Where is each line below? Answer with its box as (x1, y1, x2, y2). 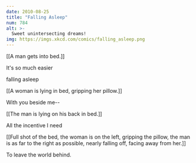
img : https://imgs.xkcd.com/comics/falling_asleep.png (6, 36, 145, 42)
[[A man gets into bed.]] (6, 53, 65, 59)
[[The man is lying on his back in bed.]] (6, 111, 102, 117)
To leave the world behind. (6, 151, 71, 158)
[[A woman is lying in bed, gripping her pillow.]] (6, 87, 122, 94)
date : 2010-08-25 (6, 8, 49, 15)
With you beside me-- (6, 99, 60, 106)
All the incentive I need (6, 122, 63, 128)
